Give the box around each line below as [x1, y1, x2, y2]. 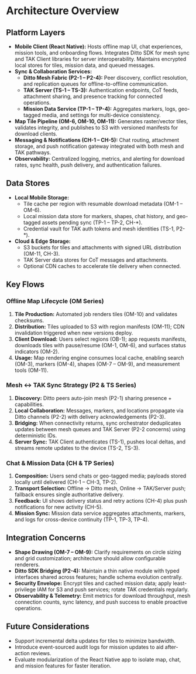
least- [172, 580, 187, 587]
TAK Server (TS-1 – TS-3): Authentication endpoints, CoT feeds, [23, 87, 179, 93]
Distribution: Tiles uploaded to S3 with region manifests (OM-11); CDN [14, 323, 185, 330]
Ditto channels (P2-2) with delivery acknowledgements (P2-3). [14, 413, 166, 420]
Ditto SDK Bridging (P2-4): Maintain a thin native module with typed [14, 567, 180, 574]
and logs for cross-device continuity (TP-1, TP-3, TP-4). [14, 516, 149, 523]
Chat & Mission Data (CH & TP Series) [6, 459, 115, 467]
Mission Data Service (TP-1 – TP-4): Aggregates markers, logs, [23, 106, 177, 112]
